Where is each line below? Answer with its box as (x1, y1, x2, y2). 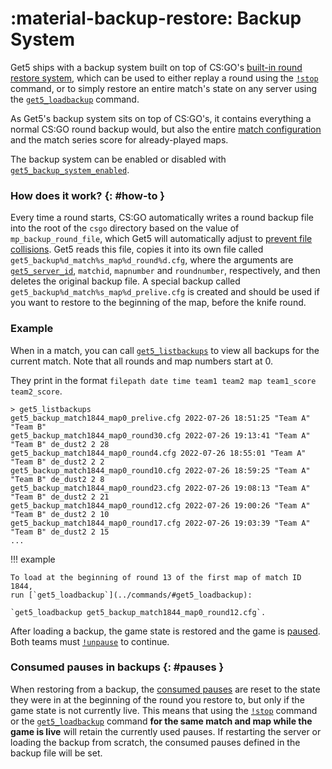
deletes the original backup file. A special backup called (10, 275, 241, 287)
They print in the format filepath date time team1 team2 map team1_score (10, 374, 317, 386)
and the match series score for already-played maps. (10, 133, 229, 146)
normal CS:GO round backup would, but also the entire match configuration (10, 123, 322, 135)
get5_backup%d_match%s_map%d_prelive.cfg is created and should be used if (10, 286, 320, 298)
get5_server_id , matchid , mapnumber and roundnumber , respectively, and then (10, 265, 321, 277)
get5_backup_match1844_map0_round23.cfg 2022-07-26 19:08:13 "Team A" (10, 483, 311, 493)
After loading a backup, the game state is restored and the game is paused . (10, 625, 321, 637)
